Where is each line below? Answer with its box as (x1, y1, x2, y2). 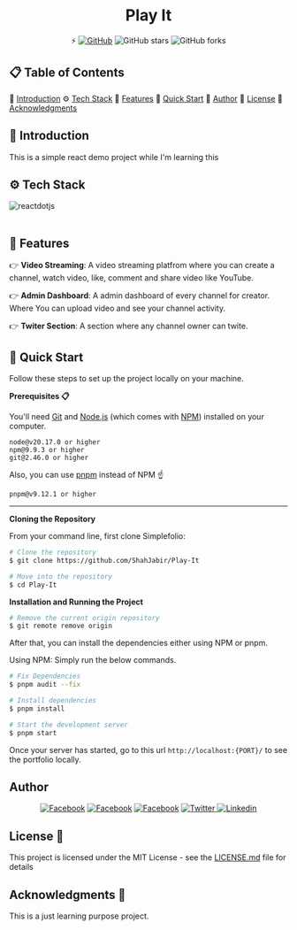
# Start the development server (9, 720, 128, 729)
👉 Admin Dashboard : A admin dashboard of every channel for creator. (9, 290, 270, 301)
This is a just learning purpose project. (9, 911, 149, 921)
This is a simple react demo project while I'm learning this (9, 151, 219, 162)
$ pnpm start (9, 728, 57, 737)
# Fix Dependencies (9, 672, 81, 681)
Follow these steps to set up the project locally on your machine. (9, 373, 245, 383)
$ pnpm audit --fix (9, 680, 81, 689)
